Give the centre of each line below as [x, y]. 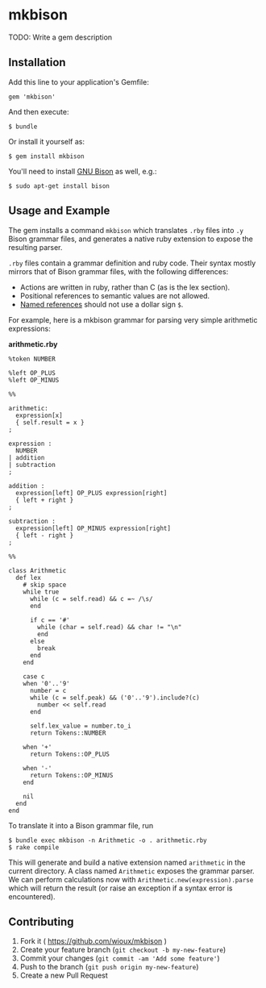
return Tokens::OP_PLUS [70, 754]
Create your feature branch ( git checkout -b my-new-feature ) [123, 950]
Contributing [41, 921]
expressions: [29, 328]
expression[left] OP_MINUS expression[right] [94, 528]
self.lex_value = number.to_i [80, 726]
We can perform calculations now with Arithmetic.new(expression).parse [131, 879]
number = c [48, 690]
